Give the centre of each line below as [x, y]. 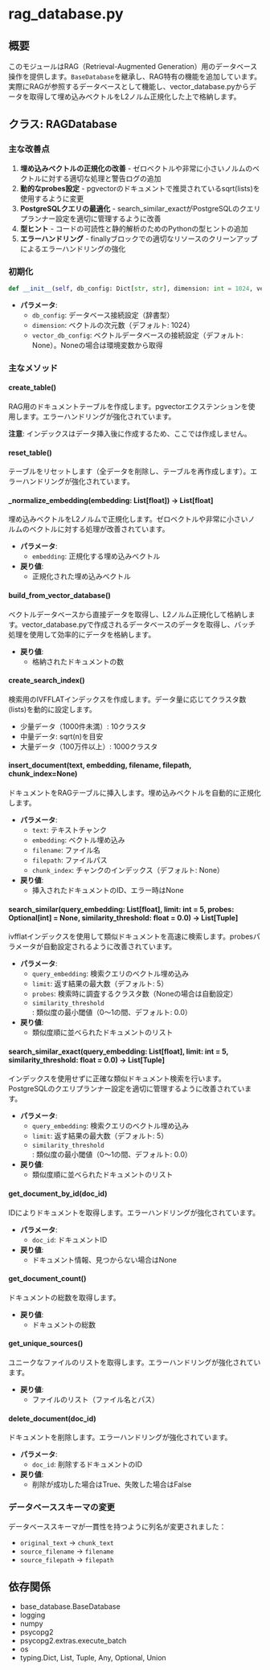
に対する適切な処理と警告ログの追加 [101, 178]
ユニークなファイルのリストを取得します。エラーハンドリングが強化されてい [135, 1362]
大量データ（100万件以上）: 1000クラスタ [89, 746]
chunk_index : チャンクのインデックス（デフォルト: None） [128, 870]
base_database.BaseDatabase [70, 1607]
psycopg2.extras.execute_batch [73, 1641]
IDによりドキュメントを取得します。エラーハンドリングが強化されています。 [134, 1212]
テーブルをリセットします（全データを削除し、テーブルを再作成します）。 [129, 472]
